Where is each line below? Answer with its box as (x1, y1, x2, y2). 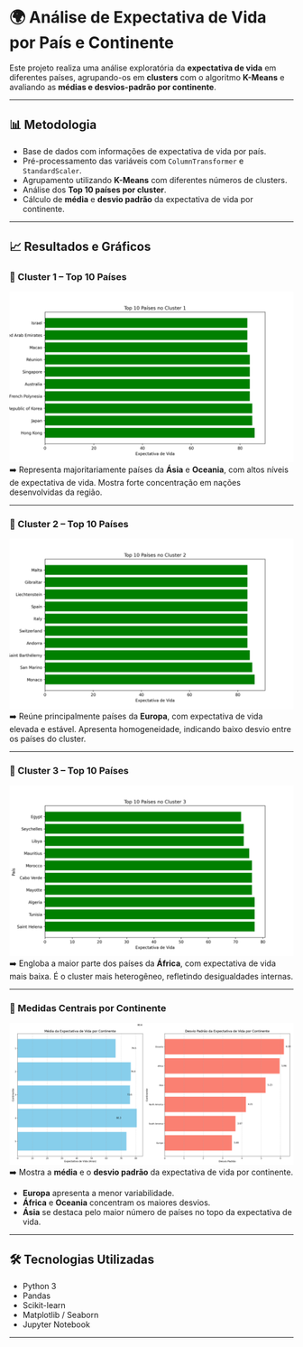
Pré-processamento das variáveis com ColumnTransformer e (22, 155, 244, 166)
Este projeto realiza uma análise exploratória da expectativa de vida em (9, 62, 277, 73)
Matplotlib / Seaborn (22, 1309, 99, 1320)
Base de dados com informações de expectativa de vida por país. (22, 145, 267, 156)
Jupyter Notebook (22, 1319, 90, 1330)
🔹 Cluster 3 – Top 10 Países (9, 765, 129, 777)
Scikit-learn (22, 1299, 66, 1310)
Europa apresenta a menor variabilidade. (22, 1187, 175, 1198)
